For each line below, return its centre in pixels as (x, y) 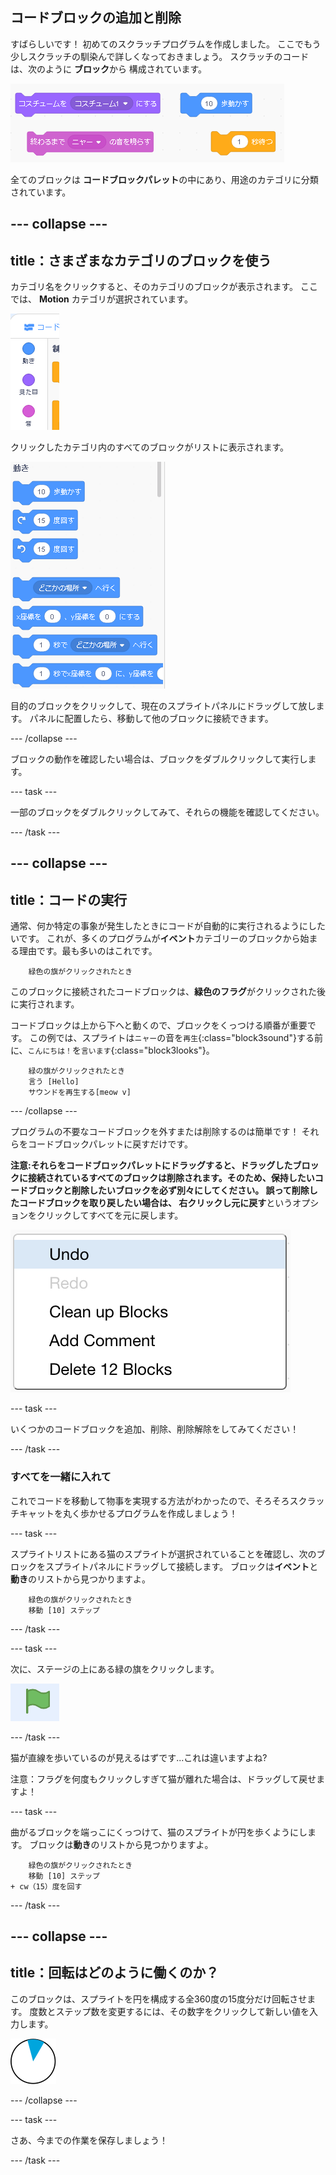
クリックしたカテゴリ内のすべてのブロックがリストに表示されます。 (150, 447)
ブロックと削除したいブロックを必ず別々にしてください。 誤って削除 (168, 1190)
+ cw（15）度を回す (46, 1886)
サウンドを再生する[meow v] (80, 1093)
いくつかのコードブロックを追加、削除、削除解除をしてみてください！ (155, 1429)
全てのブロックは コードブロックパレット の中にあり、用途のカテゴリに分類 (164, 179)
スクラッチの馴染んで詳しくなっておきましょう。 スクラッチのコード (168, 56)
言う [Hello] (54, 1082)
